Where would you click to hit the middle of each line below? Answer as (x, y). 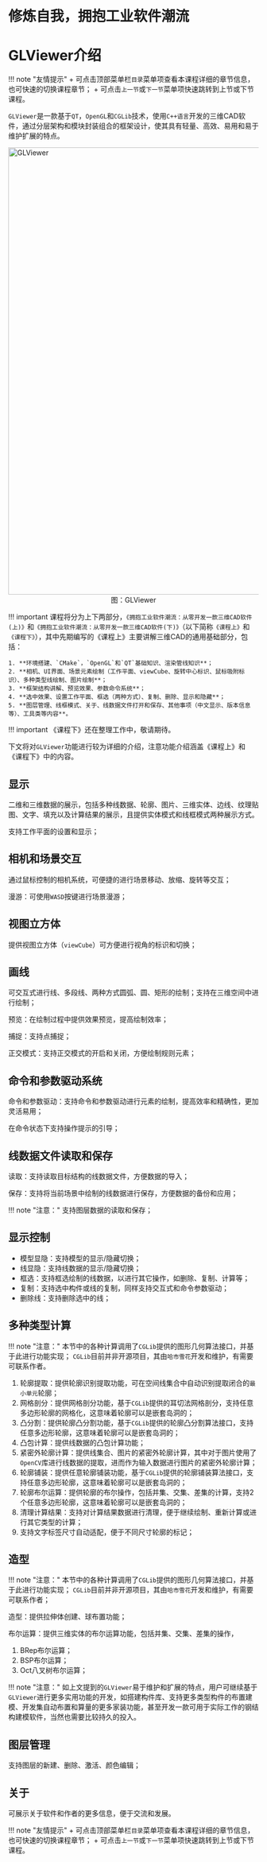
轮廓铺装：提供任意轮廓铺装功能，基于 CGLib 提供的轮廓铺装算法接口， (133, 1472)
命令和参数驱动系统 (55, 1081)
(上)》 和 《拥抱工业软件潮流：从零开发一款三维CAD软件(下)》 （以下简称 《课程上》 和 (129, 627)
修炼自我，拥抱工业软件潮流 (99, 16)
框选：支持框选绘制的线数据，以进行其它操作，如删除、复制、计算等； (135, 1278)
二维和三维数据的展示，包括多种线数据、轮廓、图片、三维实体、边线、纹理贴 (133, 805)
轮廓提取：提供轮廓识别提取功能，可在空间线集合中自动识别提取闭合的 (135, 1383)
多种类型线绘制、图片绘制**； (65, 681)
